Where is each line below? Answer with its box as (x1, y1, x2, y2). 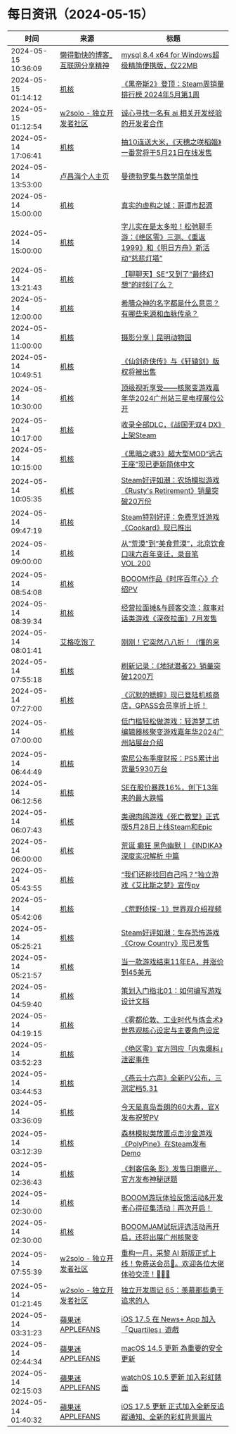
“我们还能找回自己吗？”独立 (121, 869, 212, 879)
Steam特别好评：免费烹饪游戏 (121, 512, 220, 522)
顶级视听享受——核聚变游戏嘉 (121, 382, 220, 392)
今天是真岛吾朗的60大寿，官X (121, 1102, 220, 1111)
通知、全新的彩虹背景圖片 (128, 1411, 213, 1421)
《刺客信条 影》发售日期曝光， (121, 1164, 222, 1173)
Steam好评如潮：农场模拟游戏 (121, 475, 220, 485)
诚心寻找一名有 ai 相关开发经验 (121, 108, 223, 118)
